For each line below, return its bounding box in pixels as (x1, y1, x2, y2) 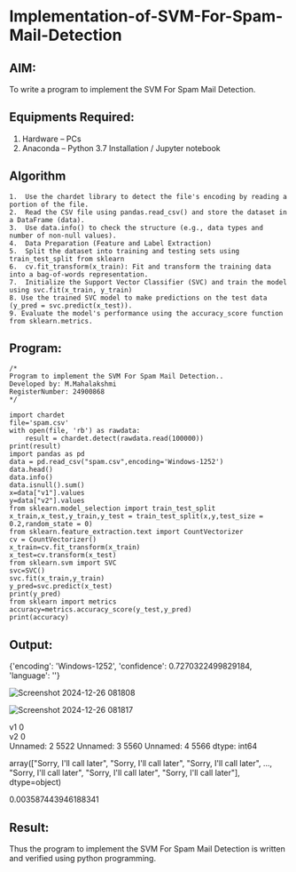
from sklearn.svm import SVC (9, 558, 117, 568)
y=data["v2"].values (9, 496, 86, 506)
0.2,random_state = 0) (9, 520, 93, 529)
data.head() (9, 465, 53, 475)
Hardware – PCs (21, 133, 82, 144)
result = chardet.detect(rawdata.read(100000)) (25, 434, 204, 444)
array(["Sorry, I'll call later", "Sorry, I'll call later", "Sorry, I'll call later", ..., (9, 758, 273, 769)
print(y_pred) (9, 589, 62, 599)
